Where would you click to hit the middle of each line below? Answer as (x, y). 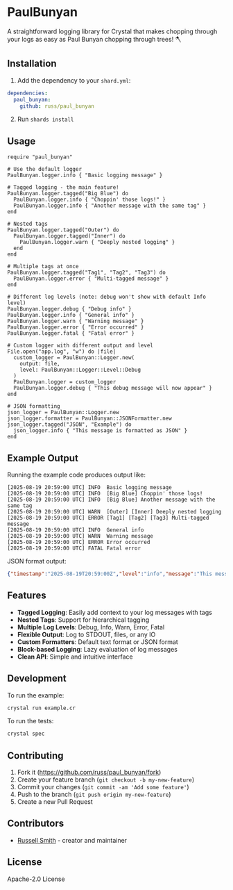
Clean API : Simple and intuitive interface (75, 657)
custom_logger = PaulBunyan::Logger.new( (74, 358)
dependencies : (28, 93)
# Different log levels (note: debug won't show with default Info (107, 297)
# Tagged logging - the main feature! (63, 188)
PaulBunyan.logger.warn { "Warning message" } (76, 321)
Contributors (36, 824)
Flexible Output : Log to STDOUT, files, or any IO (86, 634)
